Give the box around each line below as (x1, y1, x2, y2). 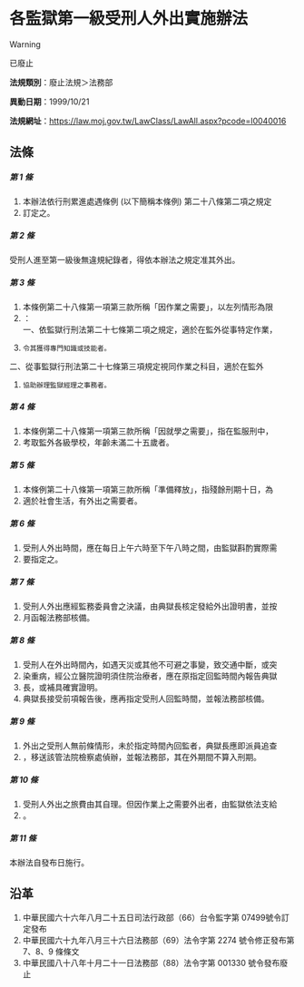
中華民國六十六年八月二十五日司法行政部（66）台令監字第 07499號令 (22, 912, 282, 923)
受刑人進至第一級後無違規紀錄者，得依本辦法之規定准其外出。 (9, 255, 240, 266)
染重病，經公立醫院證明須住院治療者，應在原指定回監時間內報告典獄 (22, 670, 278, 681)
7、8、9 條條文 (22, 945, 80, 957)
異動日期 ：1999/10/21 (9, 96, 90, 107)
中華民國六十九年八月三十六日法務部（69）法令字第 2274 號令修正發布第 (22, 934, 295, 945)
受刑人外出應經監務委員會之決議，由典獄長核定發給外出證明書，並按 (22, 601, 278, 612)
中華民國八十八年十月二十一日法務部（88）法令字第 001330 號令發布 (22, 957, 280, 968)
